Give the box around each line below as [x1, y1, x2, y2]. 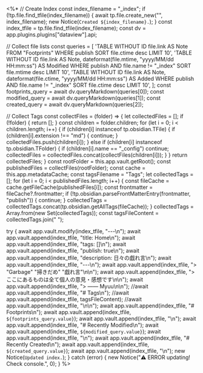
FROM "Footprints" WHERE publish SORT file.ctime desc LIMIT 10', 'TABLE [6, 49, 192, 56]
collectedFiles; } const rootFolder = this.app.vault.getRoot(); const [6, 158, 171, 165]
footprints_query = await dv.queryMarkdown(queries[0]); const [6, 88, 165, 95]
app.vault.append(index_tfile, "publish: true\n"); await [6, 247, 139, 254]
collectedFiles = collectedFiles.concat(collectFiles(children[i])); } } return [6, 151, 188, 159]
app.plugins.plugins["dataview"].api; [6, 31, 98, 38]
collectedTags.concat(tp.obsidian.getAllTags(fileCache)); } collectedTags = [6, 203, 194, 210]
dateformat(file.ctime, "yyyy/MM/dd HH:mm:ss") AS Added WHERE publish [6, 75, 195, 82]
